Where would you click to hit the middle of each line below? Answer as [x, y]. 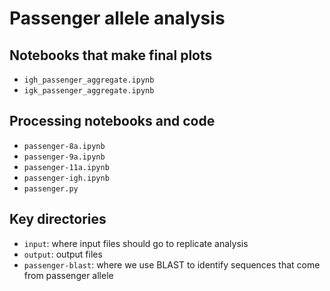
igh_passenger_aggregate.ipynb [89, 80]
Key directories [58, 219]
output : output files [63, 254]
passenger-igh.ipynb [66, 178]
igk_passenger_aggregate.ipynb [89, 91]
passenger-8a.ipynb [64, 146]
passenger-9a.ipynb [64, 157]
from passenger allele [68, 275]
